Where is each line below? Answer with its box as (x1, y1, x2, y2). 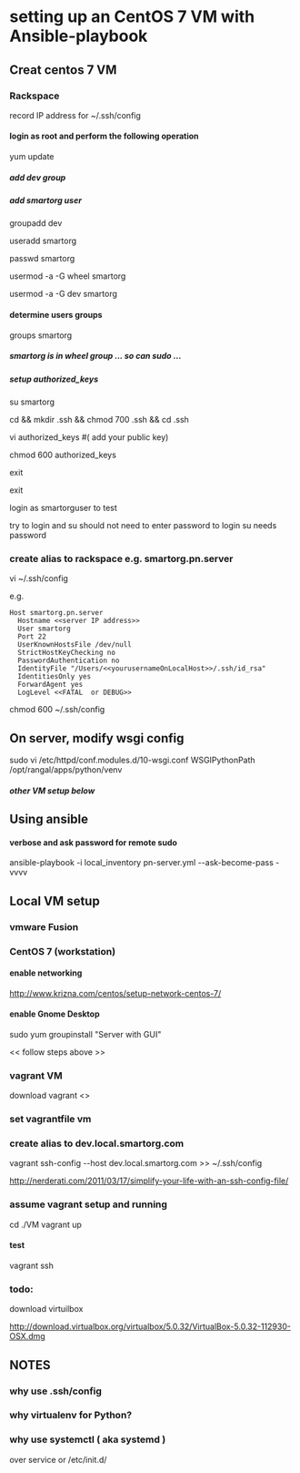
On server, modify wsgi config (9, 731, 185, 746)
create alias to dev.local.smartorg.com (9, 1137, 185, 1150)
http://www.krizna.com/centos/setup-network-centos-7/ (9, 987, 222, 998)
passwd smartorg (9, 253, 75, 264)
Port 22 (17, 632, 47, 641)
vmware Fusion (9, 920, 79, 933)
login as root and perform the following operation (9, 130, 199, 142)
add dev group (9, 171, 66, 183)
